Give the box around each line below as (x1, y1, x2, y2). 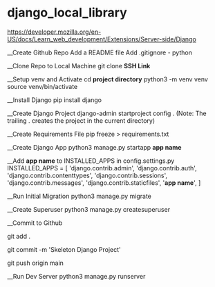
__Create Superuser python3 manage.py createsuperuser (7, 205, 171, 213)
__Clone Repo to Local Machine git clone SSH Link (7, 61, 151, 70)
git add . (7, 232, 31, 240)
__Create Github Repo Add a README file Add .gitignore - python (7, 48, 192, 57)
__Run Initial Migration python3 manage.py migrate (7, 192, 152, 200)
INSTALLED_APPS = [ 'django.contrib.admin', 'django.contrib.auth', (7, 164, 197, 172)
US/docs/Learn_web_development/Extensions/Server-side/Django (7, 34, 197, 43)
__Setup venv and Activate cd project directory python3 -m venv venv (7, 75, 209, 83)
